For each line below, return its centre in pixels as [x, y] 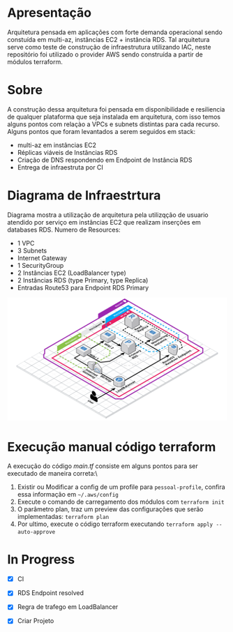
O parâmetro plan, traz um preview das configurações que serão [110, 509]
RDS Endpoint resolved [50, 593]
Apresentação [50, 13]
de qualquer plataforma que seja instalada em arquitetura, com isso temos [114, 116]
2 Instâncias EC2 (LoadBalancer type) [72, 273]
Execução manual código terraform [112, 447]
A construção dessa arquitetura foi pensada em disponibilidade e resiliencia [116, 109]
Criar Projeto [36, 621]
